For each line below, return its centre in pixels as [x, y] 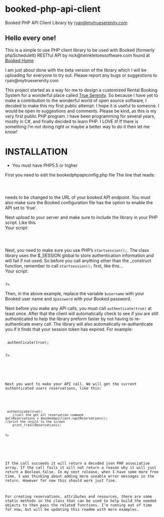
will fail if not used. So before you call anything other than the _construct [78, 260]
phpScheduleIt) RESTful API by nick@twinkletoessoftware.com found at [78, 55]
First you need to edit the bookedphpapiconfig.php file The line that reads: [80, 175]
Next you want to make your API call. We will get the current [71, 384]
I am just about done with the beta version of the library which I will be [76, 70]
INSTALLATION [36, 152]
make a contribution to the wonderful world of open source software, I [76, 100]
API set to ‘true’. [21, 208]
